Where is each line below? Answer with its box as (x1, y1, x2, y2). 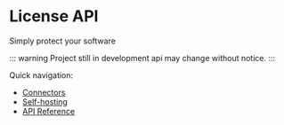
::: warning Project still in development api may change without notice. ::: (9, 52, 276, 63)
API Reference (21, 105, 76, 116)
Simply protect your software (9, 35, 116, 46)
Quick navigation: (9, 69, 74, 81)
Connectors (21, 87, 66, 98)
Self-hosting (21, 96, 69, 107)
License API (9, 6, 99, 27)
